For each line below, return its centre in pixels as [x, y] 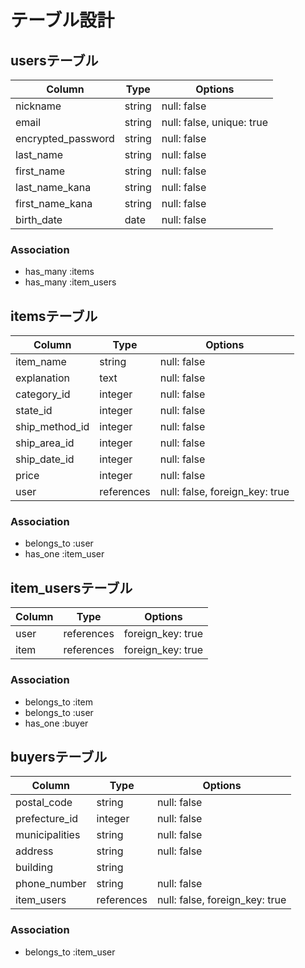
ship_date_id [45, 459]
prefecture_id [47, 819]
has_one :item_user [64, 554]
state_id [34, 411]
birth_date [39, 219]
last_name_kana [53, 187]
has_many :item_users [70, 282]
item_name [41, 362]
